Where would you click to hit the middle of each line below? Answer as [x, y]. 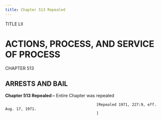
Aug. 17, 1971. [21, 109]
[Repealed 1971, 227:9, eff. [126, 105]
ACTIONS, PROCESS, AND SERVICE [80, 44]
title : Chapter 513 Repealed [35, 10]
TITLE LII [14, 24]
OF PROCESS [33, 54]
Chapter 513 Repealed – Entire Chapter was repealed [60, 96]
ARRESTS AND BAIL [37, 84]
